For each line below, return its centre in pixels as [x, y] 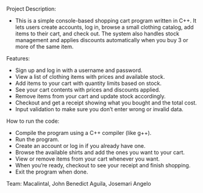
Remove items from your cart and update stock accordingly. [90, 96]
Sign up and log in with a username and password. [79, 70]
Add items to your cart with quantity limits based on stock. [88, 83]
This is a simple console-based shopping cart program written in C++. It [106, 20]
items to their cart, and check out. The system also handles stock [97, 34]
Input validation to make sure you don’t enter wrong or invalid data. [99, 109]
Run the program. [37, 139]
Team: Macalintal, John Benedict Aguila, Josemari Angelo [79, 184]
